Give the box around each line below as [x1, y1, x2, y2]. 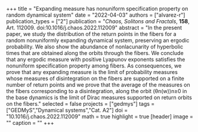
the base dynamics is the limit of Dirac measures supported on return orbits [6, 94, 192, 101]
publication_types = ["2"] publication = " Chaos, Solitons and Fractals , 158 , [6, 18, 190, 24]
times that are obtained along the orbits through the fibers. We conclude [6, 50, 184, 56]
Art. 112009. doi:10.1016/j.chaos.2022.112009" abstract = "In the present [6, 24, 182, 31]
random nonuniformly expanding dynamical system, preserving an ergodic [6, 37, 190, 44]
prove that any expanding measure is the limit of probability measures [6, 69, 178, 75]
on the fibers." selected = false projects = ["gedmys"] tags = [6, 100, 155, 107]
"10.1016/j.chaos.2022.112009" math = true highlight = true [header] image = [6, 113, 194, 120]
